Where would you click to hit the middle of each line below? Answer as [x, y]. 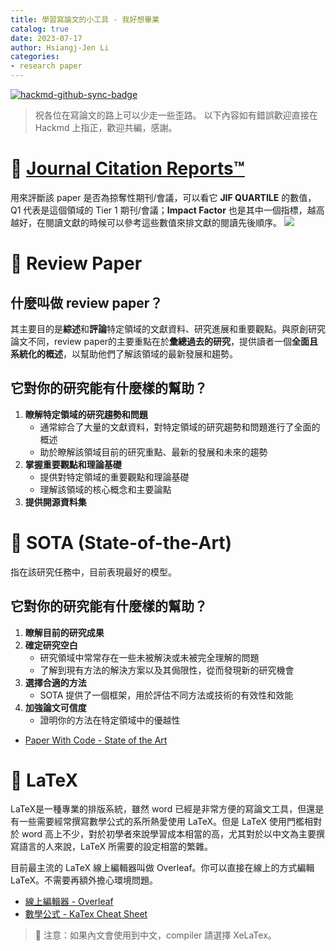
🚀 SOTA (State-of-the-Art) [121, 542]
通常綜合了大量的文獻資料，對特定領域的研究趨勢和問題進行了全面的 [180, 427]
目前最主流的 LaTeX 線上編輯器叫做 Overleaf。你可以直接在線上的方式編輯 [162, 868]
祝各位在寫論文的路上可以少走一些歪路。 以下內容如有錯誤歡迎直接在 [176, 115]
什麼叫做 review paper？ [86, 302]
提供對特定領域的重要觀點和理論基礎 [114, 477]
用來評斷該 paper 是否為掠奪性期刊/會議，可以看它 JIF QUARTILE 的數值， [163, 197]
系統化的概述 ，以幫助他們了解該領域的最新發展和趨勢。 [124, 353]
